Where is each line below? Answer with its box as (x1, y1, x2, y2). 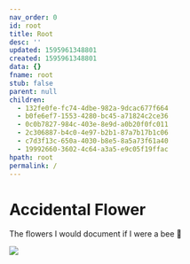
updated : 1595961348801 (9, 46, 98, 55)
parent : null (9, 87, 58, 96)
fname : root (9, 71, 53, 80)
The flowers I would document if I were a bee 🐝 (9, 229, 182, 239)
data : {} (9, 63, 42, 72)
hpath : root (9, 152, 53, 162)
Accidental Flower (9, 199, 146, 220)
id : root (9, 21, 42, 30)
